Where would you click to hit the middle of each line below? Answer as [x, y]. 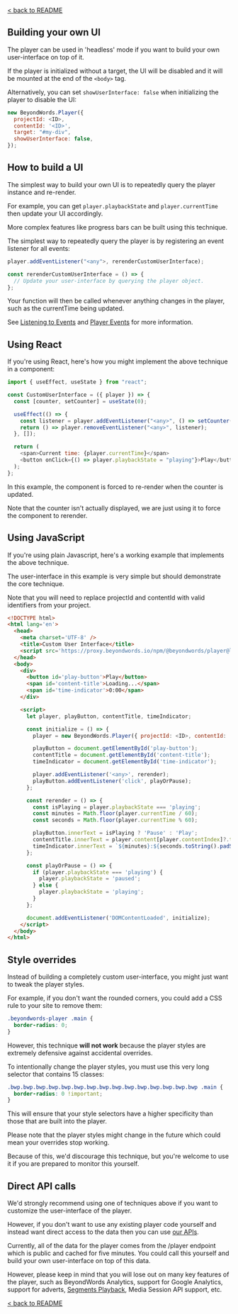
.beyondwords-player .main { [50, 1019]
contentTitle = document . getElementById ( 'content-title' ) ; [122, 755]
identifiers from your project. [49, 605]
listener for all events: [39, 248]
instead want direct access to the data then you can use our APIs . [103, 1232]
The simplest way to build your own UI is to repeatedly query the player [112, 184]
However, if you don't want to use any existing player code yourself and [112, 1225]
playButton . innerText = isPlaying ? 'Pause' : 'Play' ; [115, 833]
